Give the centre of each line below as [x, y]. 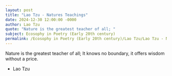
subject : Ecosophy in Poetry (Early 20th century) [60, 34]
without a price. [22, 59]
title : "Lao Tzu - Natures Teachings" [47, 15]
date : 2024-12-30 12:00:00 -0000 [41, 20]
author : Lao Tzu [23, 24]
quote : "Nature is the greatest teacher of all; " [60, 29]
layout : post [19, 10]
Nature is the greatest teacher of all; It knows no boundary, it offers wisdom [85, 53]
